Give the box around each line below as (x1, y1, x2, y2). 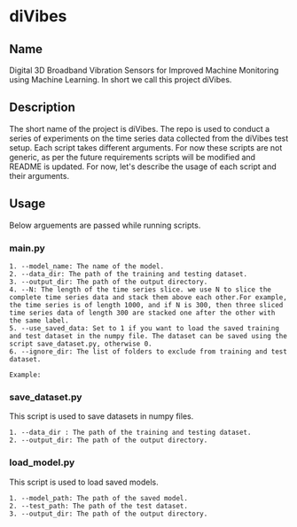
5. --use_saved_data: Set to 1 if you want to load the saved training (9, 323, 279, 333)
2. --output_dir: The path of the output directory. (9, 436, 208, 445)
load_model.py (9, 456, 75, 469)
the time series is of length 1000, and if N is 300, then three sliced (9, 300, 284, 309)
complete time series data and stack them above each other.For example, (9, 292, 288, 302)
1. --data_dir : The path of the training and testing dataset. (9, 428, 252, 438)
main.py (9, 242, 46, 254)
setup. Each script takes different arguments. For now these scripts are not (9, 142, 283, 152)
